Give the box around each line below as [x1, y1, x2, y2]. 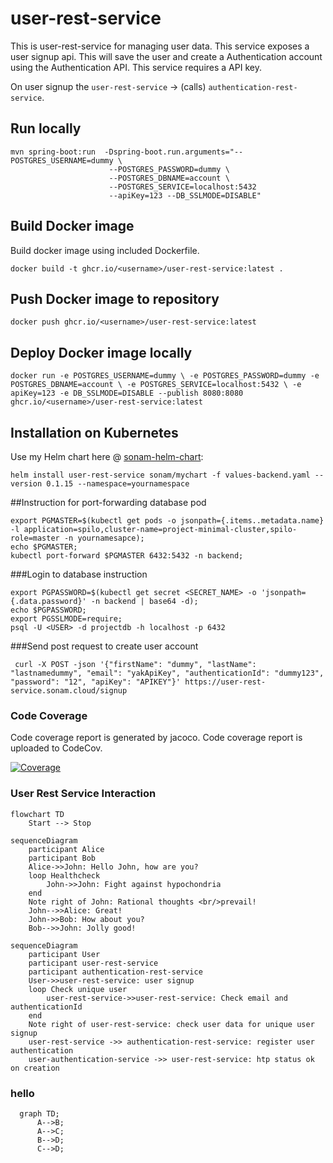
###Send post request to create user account [10, 640, 199, 652]
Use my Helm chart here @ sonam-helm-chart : [10, 451, 204, 462]
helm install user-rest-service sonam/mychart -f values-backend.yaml [10, 470, 311, 480]
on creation [10, 1063, 60, 1073]
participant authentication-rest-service [28, 967, 203, 977]
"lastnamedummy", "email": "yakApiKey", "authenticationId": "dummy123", [10, 668, 325, 678]
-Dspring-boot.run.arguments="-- [104, 147, 244, 157]
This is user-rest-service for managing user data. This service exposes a [10, 40, 310, 52]
